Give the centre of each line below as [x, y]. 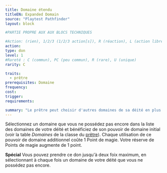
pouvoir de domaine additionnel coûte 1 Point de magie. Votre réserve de [80, 140]
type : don [15, 51]
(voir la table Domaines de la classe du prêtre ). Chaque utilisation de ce [78, 135]
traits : [13, 73]
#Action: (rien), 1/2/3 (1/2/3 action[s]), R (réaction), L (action [78, 42]
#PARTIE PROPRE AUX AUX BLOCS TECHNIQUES [49, 33]
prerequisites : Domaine [30, 83]
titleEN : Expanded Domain [32, 14]
